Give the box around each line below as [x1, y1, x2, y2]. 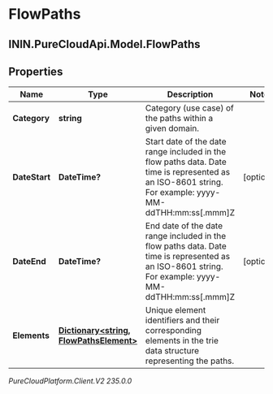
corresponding [145, 325, 201, 336]
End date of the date [145, 220, 223, 232]
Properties [8, 64, 63, 78]
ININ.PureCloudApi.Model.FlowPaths [8, 37, 201, 51]
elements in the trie [145, 335, 219, 346]
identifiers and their [145, 314, 220, 326]
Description [167, 89, 214, 100]
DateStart [12, 171, 51, 183]
